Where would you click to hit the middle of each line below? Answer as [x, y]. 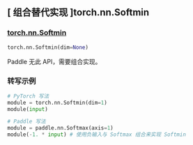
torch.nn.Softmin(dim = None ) [48, 47]
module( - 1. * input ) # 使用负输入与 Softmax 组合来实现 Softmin [97, 135]
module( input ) [28, 109]
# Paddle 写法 [27, 122]
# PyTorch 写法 [28, 96]
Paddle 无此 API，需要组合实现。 [54, 61]
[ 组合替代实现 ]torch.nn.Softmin [78, 13]
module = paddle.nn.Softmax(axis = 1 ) [60, 128]
